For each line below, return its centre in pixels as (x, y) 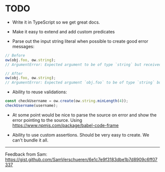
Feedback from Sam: (26, 154)
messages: (23, 46)
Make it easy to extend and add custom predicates (63, 31)
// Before (15, 55)
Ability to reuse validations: (40, 92)
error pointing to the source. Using (47, 120)
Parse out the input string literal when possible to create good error (80, 41)
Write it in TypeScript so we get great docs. (56, 22)
